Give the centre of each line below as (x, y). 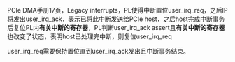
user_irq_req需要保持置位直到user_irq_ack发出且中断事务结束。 (99, 51)
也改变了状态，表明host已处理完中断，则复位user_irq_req (90, 36)
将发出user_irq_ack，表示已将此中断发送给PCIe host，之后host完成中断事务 (116, 19)
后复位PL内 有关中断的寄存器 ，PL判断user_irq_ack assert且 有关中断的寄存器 (116, 28)
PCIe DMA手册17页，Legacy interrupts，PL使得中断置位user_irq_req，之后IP (117, 10)
